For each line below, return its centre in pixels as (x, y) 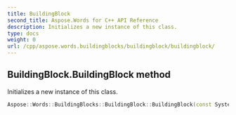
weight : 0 (22, 40)
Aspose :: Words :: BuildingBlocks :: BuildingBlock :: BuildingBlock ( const (110, 104)
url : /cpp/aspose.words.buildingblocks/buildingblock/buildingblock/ (111, 46)
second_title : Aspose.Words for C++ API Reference (83, 20)
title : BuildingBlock (39, 14)
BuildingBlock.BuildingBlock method (89, 75)
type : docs (23, 33)
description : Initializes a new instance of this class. (92, 27)
